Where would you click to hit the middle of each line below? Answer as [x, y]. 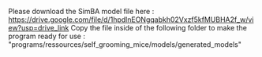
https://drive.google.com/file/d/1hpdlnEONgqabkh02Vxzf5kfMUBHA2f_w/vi [131, 20]
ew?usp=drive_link [39, 28]
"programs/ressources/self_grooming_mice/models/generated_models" [125, 45]
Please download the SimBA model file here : [81, 11]
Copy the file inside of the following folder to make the [159, 28]
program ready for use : [47, 36]
